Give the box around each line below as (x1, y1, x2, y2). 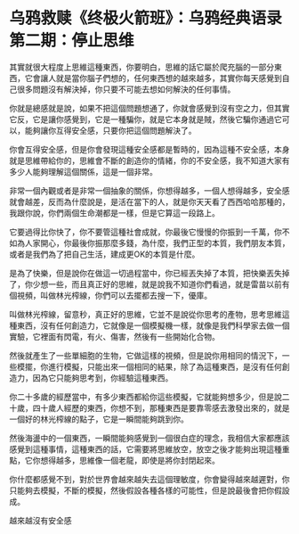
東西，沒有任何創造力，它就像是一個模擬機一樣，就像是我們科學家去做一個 (16, 320, 290, 331)
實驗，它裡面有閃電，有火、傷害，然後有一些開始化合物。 (9, 331, 220, 341)
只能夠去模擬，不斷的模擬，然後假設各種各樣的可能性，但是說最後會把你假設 (9, 485, 290, 496)
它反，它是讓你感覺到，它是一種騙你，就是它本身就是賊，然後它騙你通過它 (9, 113, 282, 125)
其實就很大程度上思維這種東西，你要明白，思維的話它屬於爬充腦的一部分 (9, 62, 274, 72)
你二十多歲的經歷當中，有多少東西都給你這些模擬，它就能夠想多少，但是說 (9, 391, 282, 402)
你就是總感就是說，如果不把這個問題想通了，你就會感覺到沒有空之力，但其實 (9, 103, 290, 113)
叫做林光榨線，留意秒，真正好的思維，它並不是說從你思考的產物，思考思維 (9, 308, 282, 319)
